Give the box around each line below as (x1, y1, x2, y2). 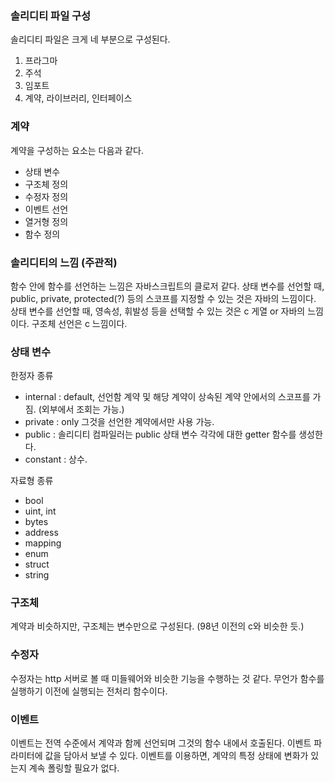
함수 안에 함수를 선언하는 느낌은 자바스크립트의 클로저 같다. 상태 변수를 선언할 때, (10, 280, 325, 292)
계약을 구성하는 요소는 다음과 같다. (10, 144, 144, 156)
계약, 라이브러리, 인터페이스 (24, 92, 133, 104)
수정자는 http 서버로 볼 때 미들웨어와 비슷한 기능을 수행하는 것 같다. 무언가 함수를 (10, 672, 325, 684)
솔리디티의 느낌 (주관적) (10, 255, 118, 269)
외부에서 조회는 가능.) (41, 403, 125, 416)
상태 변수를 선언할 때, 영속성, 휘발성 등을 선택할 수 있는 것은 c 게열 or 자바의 (10, 305, 306, 317)
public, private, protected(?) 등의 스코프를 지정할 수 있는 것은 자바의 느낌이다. (10, 292, 317, 304)
